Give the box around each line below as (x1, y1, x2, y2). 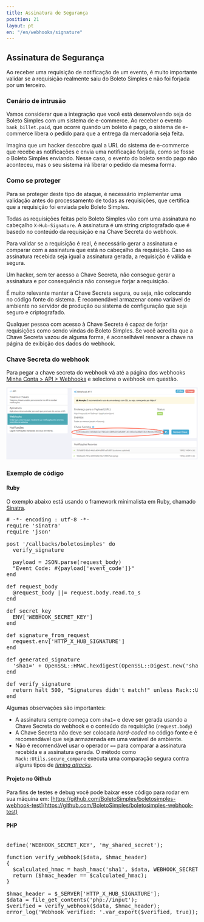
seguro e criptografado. (6, 308, 66, 316)
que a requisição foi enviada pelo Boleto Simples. (6, 203, 130, 210)
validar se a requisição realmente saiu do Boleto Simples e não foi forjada (6, 75, 190, 82)
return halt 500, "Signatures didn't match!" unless (12, 686, 173, 694)
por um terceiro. (6, 82, 47, 89)
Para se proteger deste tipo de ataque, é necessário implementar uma (6, 190, 182, 197)
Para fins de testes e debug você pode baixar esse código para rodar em (6, 789, 189, 796)
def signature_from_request (6, 632, 90, 639)
